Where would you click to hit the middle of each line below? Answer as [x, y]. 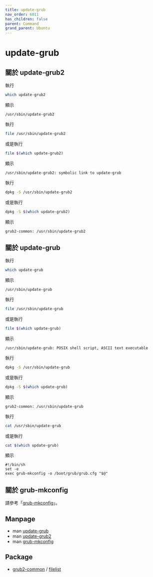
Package [19, 557]
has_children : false [27, 19]
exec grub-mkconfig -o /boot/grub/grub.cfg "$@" [57, 473]
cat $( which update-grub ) [32, 445]
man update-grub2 [32, 536]
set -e [12, 469]
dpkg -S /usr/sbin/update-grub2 [39, 192]
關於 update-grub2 [35, 72]
